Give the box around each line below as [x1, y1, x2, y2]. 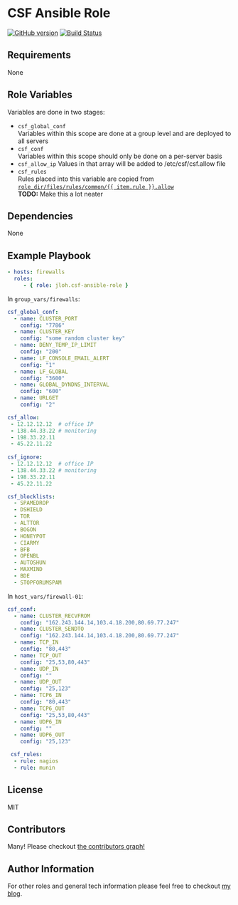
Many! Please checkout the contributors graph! [7, 842, 146, 851]
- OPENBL [13, 553, 40, 560]
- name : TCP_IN [13, 639, 59, 646]
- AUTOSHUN [13, 559, 46, 567]
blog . [7, 889, 23, 898]
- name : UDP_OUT [13, 679, 62, 686]
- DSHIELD [13, 506, 43, 513]
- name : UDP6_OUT [13, 731, 65, 738]
